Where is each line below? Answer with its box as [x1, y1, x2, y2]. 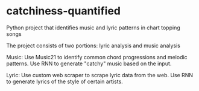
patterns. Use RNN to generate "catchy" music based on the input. [6, 60, 172, 67]
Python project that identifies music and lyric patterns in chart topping [6, 24, 180, 31]
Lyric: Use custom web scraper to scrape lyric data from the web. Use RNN [6, 71, 194, 78]
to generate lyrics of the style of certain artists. [6, 78, 124, 85]
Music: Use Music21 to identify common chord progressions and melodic [6, 53, 188, 60]
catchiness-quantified [6, 4, 121, 18]
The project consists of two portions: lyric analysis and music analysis [6, 42, 181, 49]
